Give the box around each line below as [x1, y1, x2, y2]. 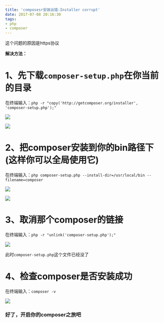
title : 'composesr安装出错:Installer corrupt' [5, 7, 100, 12]
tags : [5, 16, 16, 21]
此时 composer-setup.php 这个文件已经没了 [5, 251, 89, 257]
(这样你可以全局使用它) [5, 155, 99, 166]
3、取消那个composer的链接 [5, 215, 123, 225]
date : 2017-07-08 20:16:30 [5, 12, 61, 17]
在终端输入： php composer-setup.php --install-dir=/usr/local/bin [5, 172, 145, 178]
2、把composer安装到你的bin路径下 [5, 142, 154, 153]
